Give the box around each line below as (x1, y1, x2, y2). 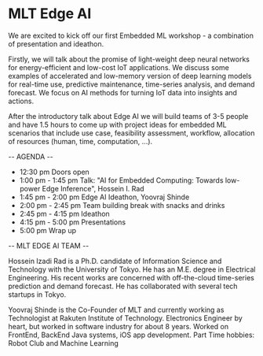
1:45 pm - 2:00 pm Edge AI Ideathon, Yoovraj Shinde (19, 192, 190, 202)
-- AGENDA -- (8, 151, 53, 161)
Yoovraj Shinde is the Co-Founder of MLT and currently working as (8, 305, 225, 314)
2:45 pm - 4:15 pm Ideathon (19, 209, 110, 218)
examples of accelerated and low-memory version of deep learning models (8, 71, 252, 80)
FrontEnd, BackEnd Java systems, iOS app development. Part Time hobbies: (8, 330, 255, 339)
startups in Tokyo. (8, 289, 67, 299)
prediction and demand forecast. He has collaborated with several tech (8, 281, 238, 291)
